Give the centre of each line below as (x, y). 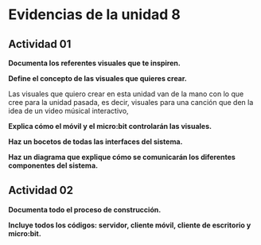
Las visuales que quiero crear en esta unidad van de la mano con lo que (126, 94)
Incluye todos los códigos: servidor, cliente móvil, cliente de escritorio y (130, 225)
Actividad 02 (41, 191)
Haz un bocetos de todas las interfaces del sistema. (95, 142)
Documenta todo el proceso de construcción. (85, 209)
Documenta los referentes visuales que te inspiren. (94, 63)
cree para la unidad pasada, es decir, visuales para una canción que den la (131, 102)
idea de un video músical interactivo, (68, 111)
